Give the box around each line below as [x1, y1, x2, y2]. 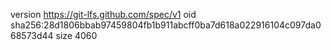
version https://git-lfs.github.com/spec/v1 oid [10, 9, 197, 20]
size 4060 [55, 30, 98, 41]
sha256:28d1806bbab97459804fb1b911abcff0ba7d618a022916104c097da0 [10, 19, 322, 31]
